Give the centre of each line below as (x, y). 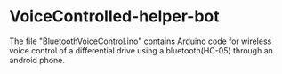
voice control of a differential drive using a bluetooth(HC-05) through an (141, 50)
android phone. (37, 60)
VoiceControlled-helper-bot (114, 16)
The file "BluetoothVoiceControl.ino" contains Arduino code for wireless (141, 41)
